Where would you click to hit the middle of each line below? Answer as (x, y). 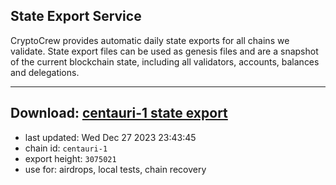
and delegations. (45, 72)
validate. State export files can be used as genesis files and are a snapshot (164, 51)
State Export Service (76, 16)
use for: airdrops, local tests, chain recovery (115, 169)
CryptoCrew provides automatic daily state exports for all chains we (150, 40)
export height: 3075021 (70, 158)
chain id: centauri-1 (66, 148)
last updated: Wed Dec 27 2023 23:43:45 (110, 137)
